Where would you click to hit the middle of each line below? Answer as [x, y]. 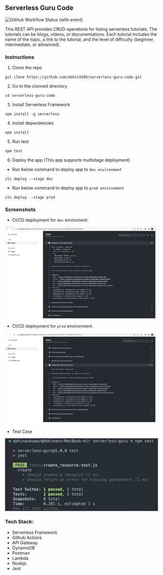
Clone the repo [27, 68]
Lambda [20, 558]
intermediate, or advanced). [33, 44]
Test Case [22, 431]
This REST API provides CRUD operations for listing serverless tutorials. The [81, 29]
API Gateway [25, 543]
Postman [21, 553]
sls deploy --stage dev [29, 179]
